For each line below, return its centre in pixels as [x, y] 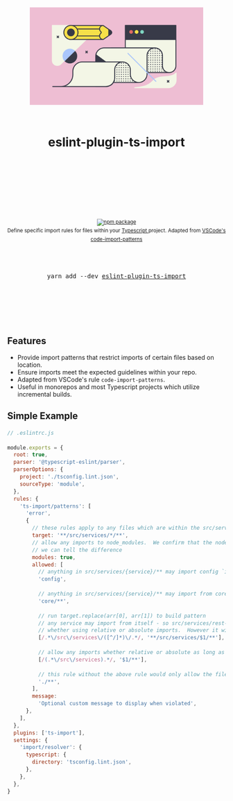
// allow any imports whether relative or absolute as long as [131, 653]
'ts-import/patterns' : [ [55, 506]
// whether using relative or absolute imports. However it [128, 630]
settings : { [31, 740]
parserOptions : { [38, 470]
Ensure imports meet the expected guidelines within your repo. [107, 372]
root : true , [31, 455]
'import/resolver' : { [51, 748]
